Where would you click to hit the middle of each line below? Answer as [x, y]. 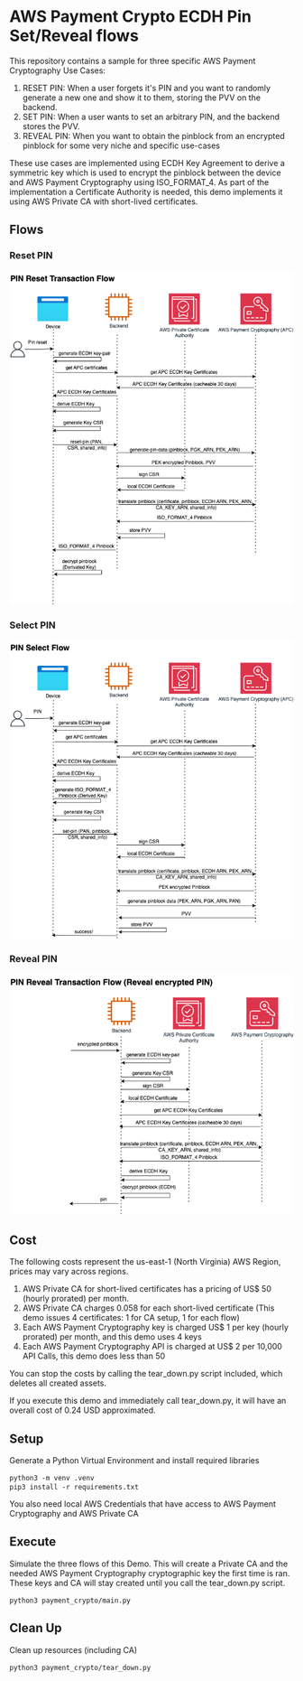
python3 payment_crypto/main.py [70, 1601]
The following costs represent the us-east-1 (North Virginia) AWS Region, [145, 1262]
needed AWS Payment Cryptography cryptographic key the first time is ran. [150, 1573]
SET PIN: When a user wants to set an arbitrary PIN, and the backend [151, 117]
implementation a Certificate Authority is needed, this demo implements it [146, 191]
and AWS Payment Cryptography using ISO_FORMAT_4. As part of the [139, 182]
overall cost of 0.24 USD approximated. [83, 1410]
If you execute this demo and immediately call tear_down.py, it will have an [148, 1401]
